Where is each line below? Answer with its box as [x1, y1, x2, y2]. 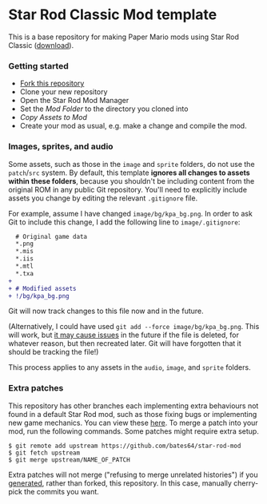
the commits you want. [23, 486, 100, 496]
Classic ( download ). [8, 40, 74, 50]
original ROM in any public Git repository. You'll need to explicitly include [8, 185, 248, 194]
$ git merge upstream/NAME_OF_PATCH [8, 455, 130, 464]
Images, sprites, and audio [8, 141, 114, 153]
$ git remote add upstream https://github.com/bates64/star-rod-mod [8, 442, 241, 450]
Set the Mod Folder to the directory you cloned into [19, 104, 189, 113]
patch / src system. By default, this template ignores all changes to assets [8, 168, 250, 177]
